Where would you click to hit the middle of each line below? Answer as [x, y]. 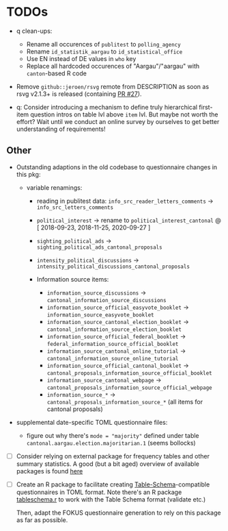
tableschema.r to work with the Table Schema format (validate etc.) [111, 499]
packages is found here [49, 471]
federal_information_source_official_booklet [113, 344]
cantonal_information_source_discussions [106, 300]
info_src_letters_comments [75, 207]
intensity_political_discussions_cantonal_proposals [113, 267]
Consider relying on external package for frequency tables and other [113, 456]
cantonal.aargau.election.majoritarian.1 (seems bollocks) [111, 443]
